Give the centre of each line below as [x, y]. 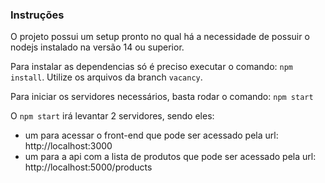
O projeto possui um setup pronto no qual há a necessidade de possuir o [160, 37]
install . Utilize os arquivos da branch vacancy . [106, 77]
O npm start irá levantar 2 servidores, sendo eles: [112, 116]
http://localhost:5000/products [88, 167]
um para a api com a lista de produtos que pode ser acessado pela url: [170, 157]
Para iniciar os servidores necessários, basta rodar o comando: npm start [162, 97]
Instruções [37, 15]
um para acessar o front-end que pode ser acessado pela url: [151, 135]
